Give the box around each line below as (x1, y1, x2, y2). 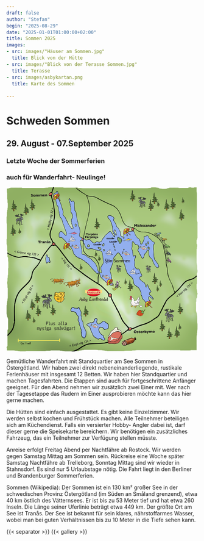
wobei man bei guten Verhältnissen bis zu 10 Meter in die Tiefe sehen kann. (6, 516, 196, 524)
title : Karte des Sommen (12, 81, 75, 87)
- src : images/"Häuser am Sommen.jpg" (6, 49, 105, 55)
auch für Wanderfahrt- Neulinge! (6, 173, 106, 181)
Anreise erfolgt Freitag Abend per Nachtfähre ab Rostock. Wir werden (6, 446, 181, 454)
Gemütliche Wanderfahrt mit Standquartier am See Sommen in (6, 357, 163, 365)
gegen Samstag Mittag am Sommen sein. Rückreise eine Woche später (6, 453, 185, 460)
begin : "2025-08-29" (6, 23, 59, 29)
